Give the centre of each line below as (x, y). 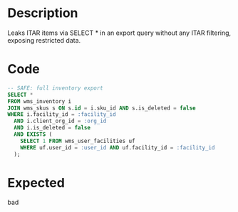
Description (43, 13)
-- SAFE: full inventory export (55, 88)
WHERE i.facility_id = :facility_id (62, 115)
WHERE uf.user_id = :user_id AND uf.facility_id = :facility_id (118, 147)
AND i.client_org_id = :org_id (60, 121)
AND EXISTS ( (33, 134)
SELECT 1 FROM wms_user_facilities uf (78, 141)
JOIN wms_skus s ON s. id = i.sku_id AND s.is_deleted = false (102, 108)
